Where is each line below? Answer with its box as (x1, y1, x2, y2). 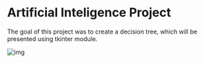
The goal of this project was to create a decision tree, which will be (7, 27, 198, 36)
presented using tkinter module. (7, 34, 98, 42)
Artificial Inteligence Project (7, 5, 171, 21)
